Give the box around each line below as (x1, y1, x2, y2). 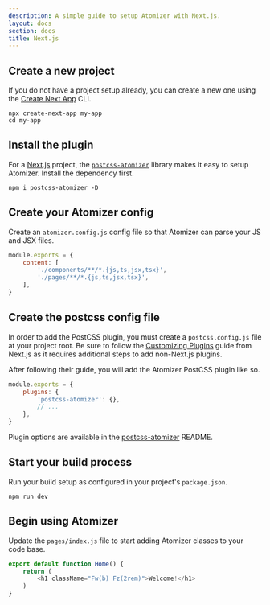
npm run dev (8, 492, 48, 500)
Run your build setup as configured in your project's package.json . (8, 476, 227, 487)
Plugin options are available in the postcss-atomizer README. (8, 432, 213, 442)
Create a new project (8, 64, 115, 77)
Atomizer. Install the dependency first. (8, 168, 134, 178)
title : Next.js (8, 34, 59, 43)
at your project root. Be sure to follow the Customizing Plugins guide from (8, 340, 252, 350)
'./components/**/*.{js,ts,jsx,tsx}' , (37, 266, 167, 274)
